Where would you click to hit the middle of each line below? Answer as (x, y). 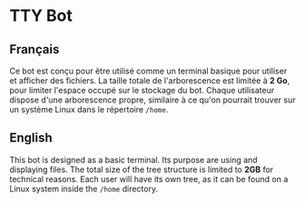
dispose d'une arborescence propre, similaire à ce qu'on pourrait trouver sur (152, 100)
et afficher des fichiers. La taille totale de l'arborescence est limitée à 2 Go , (150, 81)
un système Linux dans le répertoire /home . (89, 109)
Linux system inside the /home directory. (84, 188)
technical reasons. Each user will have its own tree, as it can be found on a (149, 179)
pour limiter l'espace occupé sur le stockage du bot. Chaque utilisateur (142, 90)
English (31, 138)
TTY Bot (41, 16)
